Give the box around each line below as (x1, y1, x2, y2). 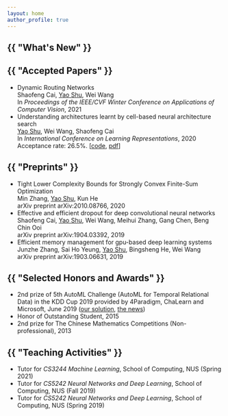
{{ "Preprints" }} (7, 162, 79, 173)
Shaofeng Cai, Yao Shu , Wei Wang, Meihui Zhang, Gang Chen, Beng (16, 216, 210, 224)
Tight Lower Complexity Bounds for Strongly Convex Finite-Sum (16, 180, 199, 188)
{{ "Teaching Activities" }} (7, 347, 123, 358)
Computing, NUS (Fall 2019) (16, 387, 96, 395)
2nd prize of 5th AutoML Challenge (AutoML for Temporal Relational (16, 291, 209, 299)
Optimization (16, 186, 53, 195)
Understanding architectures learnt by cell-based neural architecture (16, 112, 212, 121)
